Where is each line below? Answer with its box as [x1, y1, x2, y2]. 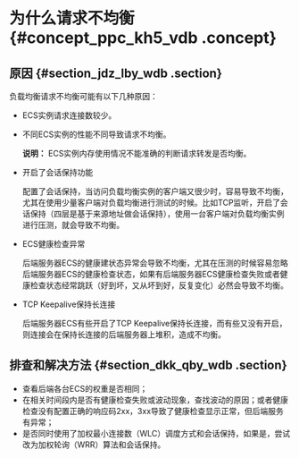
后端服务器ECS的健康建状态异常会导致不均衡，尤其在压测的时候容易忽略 [21, 258, 288, 268]
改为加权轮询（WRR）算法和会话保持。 [21, 439, 166, 450]
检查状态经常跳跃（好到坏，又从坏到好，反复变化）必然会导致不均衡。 [29, 280, 288, 291]
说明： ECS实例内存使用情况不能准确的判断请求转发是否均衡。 [21, 148, 252, 158]
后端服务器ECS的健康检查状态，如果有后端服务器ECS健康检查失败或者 [21, 269, 281, 279]
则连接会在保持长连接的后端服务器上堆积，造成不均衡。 [21, 329, 226, 340]
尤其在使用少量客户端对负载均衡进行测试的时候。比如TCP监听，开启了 [21, 198, 281, 208]
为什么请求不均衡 [9, 8, 136, 29]
